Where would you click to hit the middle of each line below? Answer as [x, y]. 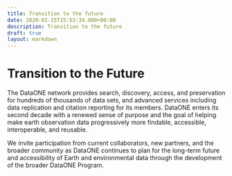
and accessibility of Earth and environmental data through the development [115, 158]
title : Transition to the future [55, 14]
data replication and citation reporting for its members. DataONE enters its [113, 107]
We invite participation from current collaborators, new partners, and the [111, 143]
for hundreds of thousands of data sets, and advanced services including [112, 100]
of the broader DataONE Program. [55, 165]
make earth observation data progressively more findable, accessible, [107, 123]
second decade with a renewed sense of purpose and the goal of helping [112, 115]
